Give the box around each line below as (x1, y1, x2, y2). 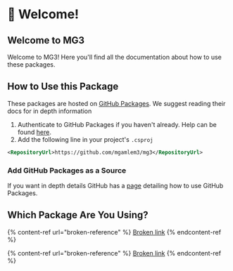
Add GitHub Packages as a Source (7, 165, 127, 175)
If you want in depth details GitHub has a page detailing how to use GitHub (7, 181, 224, 190)
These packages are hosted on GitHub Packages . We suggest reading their (7, 99, 226, 107)
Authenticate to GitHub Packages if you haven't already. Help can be (17, 120, 217, 128)
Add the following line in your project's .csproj (17, 135, 153, 143)
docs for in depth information (7, 107, 92, 115)
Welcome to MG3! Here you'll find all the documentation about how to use (7, 53, 222, 61)
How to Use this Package (7, 81, 119, 93)
